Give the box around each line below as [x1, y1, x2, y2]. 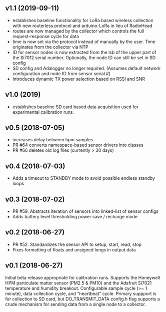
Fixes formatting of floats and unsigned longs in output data [12, 246, 136, 252]
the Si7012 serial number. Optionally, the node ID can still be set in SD [12, 55, 156, 61]
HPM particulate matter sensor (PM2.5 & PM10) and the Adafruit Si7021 [5, 280, 152, 286]
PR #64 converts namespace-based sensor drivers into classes [12, 142, 143, 148]
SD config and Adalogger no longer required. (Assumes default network [12, 65, 161, 71]
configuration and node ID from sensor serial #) [12, 70, 111, 77]
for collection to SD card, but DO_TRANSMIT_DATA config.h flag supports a [5, 295, 160, 302]
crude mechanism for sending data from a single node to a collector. [5, 301, 146, 307]
